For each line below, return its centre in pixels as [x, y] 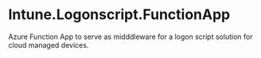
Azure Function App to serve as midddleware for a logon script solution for [130, 37]
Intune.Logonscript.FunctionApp [119, 15]
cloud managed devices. [49, 44]
